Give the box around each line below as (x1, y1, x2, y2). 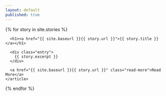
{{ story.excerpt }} (14, 54, 58, 59)
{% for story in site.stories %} (5, 26, 68, 32)
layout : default (5, 7, 40, 13)
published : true (5, 12, 40, 17)
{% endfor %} (5, 85, 35, 91)
